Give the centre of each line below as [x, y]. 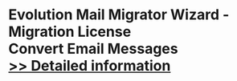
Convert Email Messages [93, 49]
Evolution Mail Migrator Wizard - [119, 15]
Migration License [70, 32]
